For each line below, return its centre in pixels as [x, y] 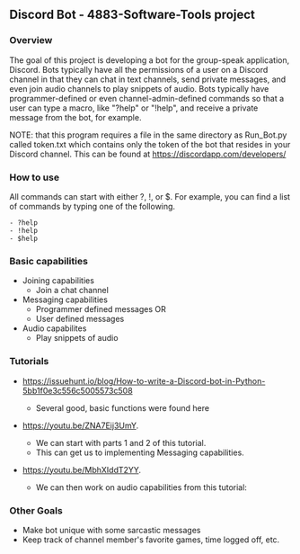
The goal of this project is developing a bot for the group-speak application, [150, 60]
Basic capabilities [49, 261]
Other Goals [36, 510]
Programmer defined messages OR [101, 309]
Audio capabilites [54, 328]
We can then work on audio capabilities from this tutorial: [141, 487]
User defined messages [80, 319]
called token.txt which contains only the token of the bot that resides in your [150, 144]
